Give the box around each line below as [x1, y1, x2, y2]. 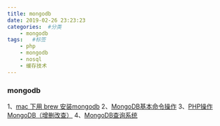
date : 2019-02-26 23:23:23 [7, 17, 86, 24]
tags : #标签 [7, 36, 47, 43]
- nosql [20, 56, 42, 63]
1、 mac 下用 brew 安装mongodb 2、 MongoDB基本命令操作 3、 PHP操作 [7, 102, 213, 111]
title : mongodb [7, 10, 52, 17]
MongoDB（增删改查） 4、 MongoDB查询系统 [7, 111, 138, 119]
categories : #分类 [7, 23, 62, 30]
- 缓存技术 [20, 62, 47, 69]
